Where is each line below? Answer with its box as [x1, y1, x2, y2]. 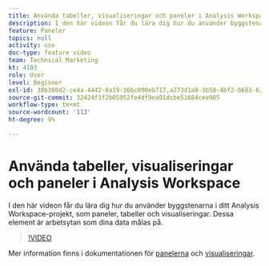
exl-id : [8, 85, 34, 94]
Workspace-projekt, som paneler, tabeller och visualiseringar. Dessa [8, 208, 234, 218]
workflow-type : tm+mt [8, 101, 81, 109]
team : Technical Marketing [8, 57, 98, 65]
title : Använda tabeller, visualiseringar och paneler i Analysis [8, 11, 235, 20]
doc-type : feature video [8, 49, 91, 57]
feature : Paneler [8, 26, 66, 34]
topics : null [8, 34, 52, 42]
